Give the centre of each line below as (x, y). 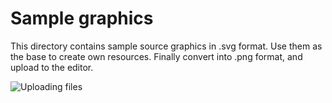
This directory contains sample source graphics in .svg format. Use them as (166, 46)
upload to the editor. (52, 67)
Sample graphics (82, 18)
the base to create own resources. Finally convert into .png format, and (156, 56)
